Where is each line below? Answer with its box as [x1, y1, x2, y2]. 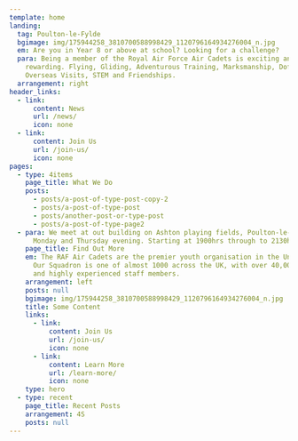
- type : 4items [17, 170, 74, 179]
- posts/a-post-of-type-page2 [32, 220, 145, 229]
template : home [9, 12, 66, 22]
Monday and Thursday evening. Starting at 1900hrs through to [32, 237, 268, 245]
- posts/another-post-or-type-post [32, 211, 165, 220]
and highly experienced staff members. [32, 269, 180, 278]
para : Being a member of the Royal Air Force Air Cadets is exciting [17, 54, 279, 63]
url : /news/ [32, 112, 77, 121]
